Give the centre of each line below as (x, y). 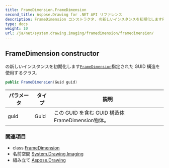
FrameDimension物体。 (81, 120)
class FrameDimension (36, 148)
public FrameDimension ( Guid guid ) (41, 82)
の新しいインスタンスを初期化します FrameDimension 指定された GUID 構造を (83, 66)
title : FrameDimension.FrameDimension (46, 10)
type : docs (17, 24)
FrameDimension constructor (52, 54)
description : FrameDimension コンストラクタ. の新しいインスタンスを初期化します (84, 19)
